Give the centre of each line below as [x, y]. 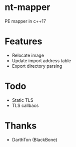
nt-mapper [27, 7]
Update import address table [41, 60]
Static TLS [22, 100]
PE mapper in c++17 [25, 21]
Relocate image [28, 55]
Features [23, 41]
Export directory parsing [37, 66]
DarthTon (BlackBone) [34, 139]
